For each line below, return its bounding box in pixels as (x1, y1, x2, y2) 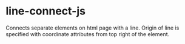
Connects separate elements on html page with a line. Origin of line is (5, 24, 180, 31)
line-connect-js (5, 4, 86, 18)
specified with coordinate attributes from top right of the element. (5, 30, 170, 37)
